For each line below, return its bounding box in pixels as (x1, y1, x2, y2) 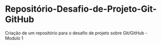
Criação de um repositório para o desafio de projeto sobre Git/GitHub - (5, 30, 148, 36)
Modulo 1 (5, 35, 23, 41)
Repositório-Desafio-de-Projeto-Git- (5, 3, 157, 15)
